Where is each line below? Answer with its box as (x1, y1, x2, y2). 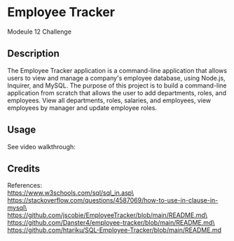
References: (7, 181, 42, 190)
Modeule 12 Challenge (7, 27, 72, 36)
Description (7, 48, 60, 60)
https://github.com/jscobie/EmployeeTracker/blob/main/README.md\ (7, 211, 208, 219)
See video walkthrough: (7, 142, 76, 151)
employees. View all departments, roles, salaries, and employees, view (7, 96, 212, 104)
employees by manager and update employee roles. (7, 103, 158, 112)
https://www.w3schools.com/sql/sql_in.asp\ (7, 188, 135, 197)
